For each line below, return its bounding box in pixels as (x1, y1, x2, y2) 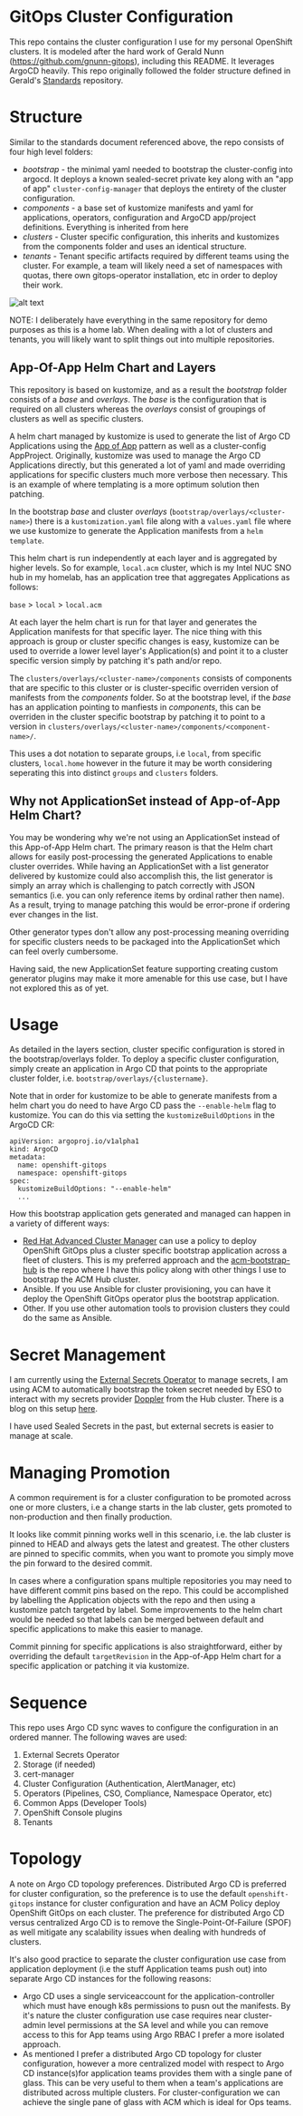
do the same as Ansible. (22, 1313, 113, 1324)
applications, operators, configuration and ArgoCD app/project (22, 211, 256, 223)
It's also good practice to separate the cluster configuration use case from (9, 1954, 287, 1965)
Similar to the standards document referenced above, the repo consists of (9, 136, 285, 147)
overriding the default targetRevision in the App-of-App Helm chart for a (9, 1651, 282, 1662)
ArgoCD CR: (9, 1120, 55, 1131)
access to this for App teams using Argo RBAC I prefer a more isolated (22, 2029, 285, 2041)
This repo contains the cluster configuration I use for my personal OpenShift (9, 36, 293, 47)
